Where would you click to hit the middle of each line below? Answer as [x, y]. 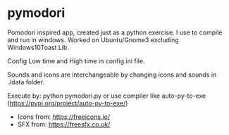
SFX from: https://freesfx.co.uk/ [64, 124]
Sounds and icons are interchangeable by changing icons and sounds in [112, 75]
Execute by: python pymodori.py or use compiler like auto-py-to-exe [107, 96]
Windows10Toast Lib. [38, 47]
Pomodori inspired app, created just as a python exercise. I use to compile [115, 32]
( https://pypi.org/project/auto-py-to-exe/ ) [68, 103]
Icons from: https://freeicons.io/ [64, 117]
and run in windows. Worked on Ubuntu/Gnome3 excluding [93, 39]
